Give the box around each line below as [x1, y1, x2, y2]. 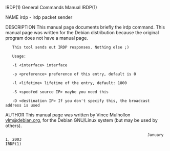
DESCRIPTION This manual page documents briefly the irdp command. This [5, 24, 165, 30]
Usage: [12, 54, 27, 59]
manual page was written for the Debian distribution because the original [5, 30, 159, 35]
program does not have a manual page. [5, 35, 89, 41]
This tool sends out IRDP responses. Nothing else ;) [12, 45, 130, 50]
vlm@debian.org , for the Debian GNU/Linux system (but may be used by [5, 117, 158, 123]
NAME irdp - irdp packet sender [5, 14, 73, 20]
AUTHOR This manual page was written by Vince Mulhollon [5, 112, 131, 118]
